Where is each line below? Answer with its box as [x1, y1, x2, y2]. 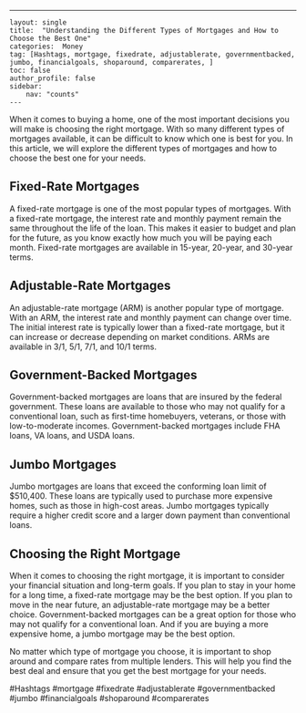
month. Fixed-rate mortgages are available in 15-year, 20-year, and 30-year [9, 242, 293, 253]
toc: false [9, 66, 51, 75]
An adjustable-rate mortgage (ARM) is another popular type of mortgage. [9, 302, 284, 313]
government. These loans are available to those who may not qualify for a [9, 401, 286, 412]
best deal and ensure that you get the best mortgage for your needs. [9, 666, 267, 677]
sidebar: [9, 82, 43, 91]
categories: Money [9, 42, 84, 51]
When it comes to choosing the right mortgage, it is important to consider [9, 571, 285, 582]
